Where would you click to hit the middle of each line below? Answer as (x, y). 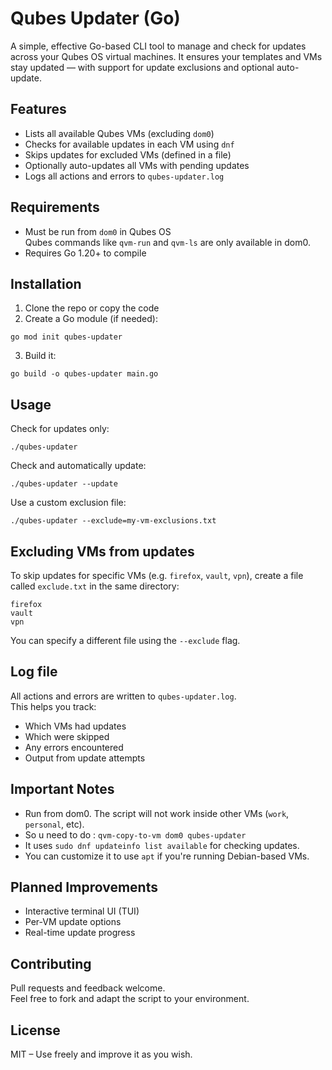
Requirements (55, 207)
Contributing (51, 963)
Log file (34, 672)
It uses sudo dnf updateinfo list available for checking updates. (162, 845)
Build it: (40, 356)
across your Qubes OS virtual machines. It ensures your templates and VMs (166, 56)
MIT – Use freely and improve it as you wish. (101, 1054)
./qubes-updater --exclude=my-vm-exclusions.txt (113, 521)
